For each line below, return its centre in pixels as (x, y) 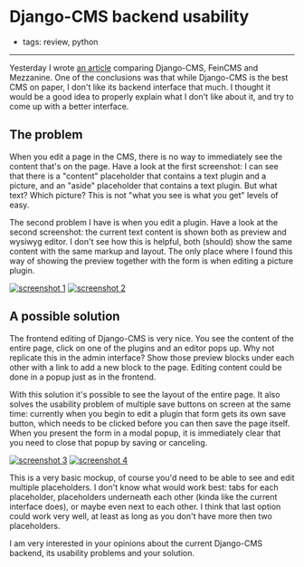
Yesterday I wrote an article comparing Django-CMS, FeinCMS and (134, 67)
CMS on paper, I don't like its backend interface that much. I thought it (140, 87)
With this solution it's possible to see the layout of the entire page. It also (145, 394)
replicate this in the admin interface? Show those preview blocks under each (152, 357)
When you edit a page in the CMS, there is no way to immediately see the (146, 157)
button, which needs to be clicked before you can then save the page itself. (150, 423)
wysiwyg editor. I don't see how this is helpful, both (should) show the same (151, 241)
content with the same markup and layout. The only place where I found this (151, 251)
